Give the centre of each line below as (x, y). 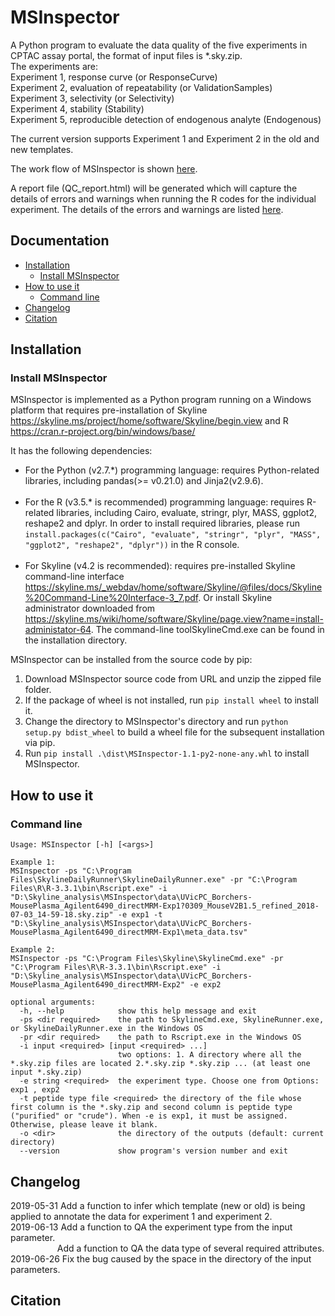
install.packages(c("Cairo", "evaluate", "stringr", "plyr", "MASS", (173, 535)
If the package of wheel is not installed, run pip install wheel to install (171, 700)
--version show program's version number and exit (153, 1151)
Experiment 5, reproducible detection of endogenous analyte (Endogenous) (166, 119)
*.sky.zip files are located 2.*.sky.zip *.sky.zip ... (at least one (160, 1064)
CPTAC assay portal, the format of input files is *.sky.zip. (126, 55)
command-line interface (74, 577)
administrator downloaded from (90, 608)
